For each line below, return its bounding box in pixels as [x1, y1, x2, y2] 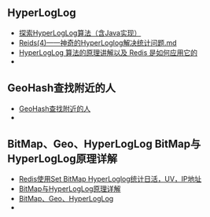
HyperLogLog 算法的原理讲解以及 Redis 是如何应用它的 [18, 47, 198, 57]
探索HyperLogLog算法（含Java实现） [18, 28, 142, 38]
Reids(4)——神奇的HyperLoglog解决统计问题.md [18, 38, 178, 47]
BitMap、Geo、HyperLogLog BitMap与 [7, 138, 201, 151]
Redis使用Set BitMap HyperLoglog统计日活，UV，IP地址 [18, 175, 202, 184]
